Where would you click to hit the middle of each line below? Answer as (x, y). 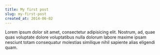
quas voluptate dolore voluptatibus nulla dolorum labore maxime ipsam (76, 37)
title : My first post (27, 9)
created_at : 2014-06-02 (29, 18)
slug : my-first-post (26, 14)
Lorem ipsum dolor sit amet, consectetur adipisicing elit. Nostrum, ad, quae (80, 32)
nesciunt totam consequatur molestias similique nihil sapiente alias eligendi (80, 42)
